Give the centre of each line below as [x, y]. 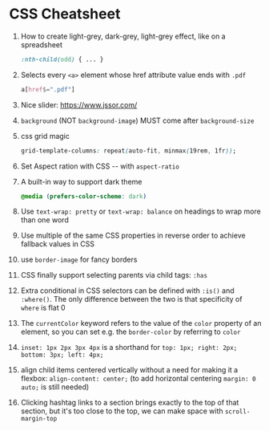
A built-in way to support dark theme [81, 181]
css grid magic [45, 136]
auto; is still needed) [55, 387]
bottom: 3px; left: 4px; [62, 355]
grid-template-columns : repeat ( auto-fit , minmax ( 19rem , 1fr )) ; [128, 150]
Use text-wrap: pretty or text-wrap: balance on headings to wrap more [141, 211]
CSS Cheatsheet [65, 14]
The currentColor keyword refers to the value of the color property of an [141, 323]
